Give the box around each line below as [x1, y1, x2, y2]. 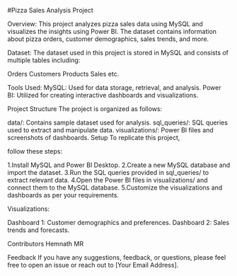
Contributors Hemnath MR [7, 240, 83, 248]
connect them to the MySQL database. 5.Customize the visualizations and [7, 183, 223, 192]
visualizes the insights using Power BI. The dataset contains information [7, 28, 217, 35]
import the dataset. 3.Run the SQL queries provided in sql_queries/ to [7, 168, 209, 176]
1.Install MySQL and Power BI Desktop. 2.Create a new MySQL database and [7, 161, 231, 169]
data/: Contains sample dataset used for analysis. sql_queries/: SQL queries [7, 118, 229, 127]
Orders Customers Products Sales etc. [7, 70, 120, 78]
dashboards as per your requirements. [7, 191, 119, 199]
